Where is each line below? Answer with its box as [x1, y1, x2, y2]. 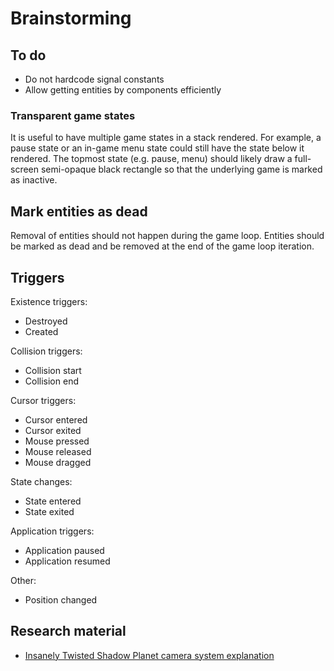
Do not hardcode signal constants [24, 73, 165, 85]
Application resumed [24, 555, 111, 567]
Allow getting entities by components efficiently [24, 84, 222, 96]
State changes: [10, 475, 73, 487]
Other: [10, 574, 37, 586]
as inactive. [10, 174, 58, 186]
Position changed [24, 593, 98, 606]
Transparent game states [10, 108, 136, 122]
